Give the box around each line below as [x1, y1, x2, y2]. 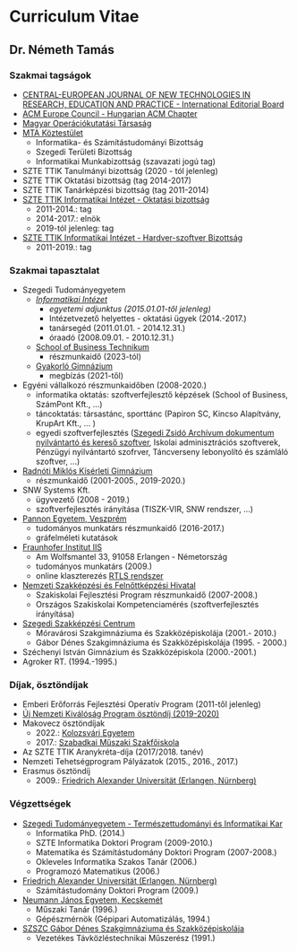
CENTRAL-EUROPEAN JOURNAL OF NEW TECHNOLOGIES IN [21, 89, 251, 100]
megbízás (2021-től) [48, 371, 123, 381]
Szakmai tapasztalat [9, 264, 100, 276]
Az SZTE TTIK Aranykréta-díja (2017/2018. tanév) [21, 746, 204, 757]
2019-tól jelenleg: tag [35, 222, 115, 233]
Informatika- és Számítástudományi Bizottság [35, 136, 204, 147]
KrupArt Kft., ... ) [35, 418, 97, 429]
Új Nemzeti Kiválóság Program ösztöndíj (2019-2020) [21, 709, 220, 720]
